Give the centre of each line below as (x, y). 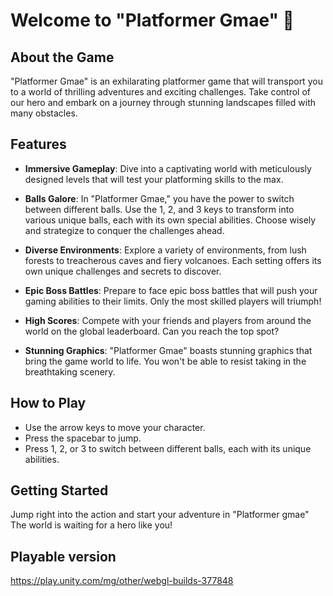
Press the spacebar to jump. (83, 438)
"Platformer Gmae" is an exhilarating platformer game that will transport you (166, 81)
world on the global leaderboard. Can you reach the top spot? (152, 331)
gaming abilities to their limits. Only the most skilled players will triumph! (173, 301)
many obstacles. (44, 113)
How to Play (48, 403)
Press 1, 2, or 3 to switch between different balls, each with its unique (168, 448)
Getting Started (59, 490)
